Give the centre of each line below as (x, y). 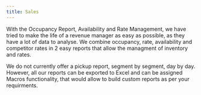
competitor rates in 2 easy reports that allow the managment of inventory (97, 48)
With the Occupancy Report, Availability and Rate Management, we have (96, 29)
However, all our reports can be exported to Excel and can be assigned (94, 72)
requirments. (22, 85)
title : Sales (23, 12)
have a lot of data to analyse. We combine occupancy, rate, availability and (99, 41)
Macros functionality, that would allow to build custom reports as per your (98, 79)
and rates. (19, 54)
